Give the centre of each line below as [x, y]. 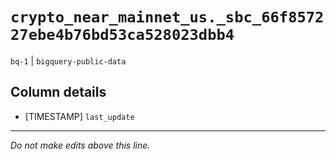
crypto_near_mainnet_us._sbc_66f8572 [167, 17]
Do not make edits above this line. [80, 145]
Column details [58, 92]
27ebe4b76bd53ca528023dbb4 [122, 35]
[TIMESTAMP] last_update [79, 116]
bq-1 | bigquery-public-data [68, 60]
